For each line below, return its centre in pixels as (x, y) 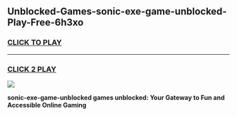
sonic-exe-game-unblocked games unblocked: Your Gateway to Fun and (116, 97)
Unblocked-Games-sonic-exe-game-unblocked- (117, 12)
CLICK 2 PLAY (32, 69)
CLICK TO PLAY (35, 43)
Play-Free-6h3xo (45, 23)
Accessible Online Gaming (47, 105)
